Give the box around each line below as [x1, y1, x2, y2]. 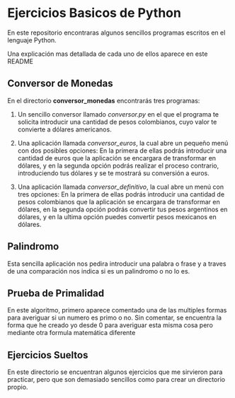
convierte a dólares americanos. [17, 125, 112, 134]
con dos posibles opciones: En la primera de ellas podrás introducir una [17, 146, 227, 155]
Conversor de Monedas [7, 78, 113, 90]
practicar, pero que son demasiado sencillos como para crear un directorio [7, 375, 225, 384]
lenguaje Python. [7, 35, 57, 44]
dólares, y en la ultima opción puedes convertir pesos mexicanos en [17, 212, 217, 221]
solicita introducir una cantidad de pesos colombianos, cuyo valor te [17, 117, 217, 126]
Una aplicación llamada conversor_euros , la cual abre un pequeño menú [17, 139, 229, 147]
